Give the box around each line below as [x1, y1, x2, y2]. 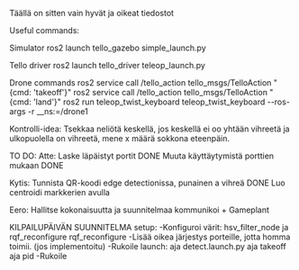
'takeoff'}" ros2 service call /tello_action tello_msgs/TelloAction [32, 87, 268, 97]
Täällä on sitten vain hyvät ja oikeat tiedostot [9, 8, 174, 18]
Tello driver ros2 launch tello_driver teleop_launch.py [9, 60, 205, 70]
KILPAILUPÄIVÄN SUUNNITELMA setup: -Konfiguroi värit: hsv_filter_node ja [9, 222, 289, 232]
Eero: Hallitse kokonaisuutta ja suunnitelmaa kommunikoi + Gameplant [9, 204, 270, 215]
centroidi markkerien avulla [9, 187, 111, 197]
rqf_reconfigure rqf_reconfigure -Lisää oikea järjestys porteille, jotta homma [9, 231, 291, 242]
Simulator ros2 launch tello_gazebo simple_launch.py [9, 42, 207, 53]
